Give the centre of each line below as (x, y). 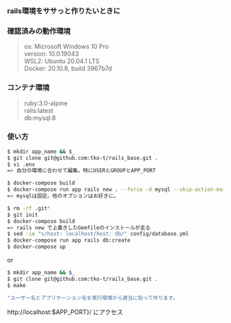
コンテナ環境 (29, 87)
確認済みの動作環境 (39, 31)
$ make (16, 285)
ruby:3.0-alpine (46, 103)
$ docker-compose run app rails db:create (69, 240)
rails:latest (38, 110)
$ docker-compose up (37, 247)
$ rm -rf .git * (29, 208)
